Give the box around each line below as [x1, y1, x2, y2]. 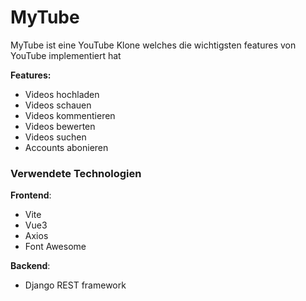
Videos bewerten [24, 120, 96, 132]
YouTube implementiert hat [10, 49, 122, 61]
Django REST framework [24, 279, 127, 291]
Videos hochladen [24, 88, 100, 100]
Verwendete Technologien [10, 166, 142, 180]
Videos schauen [24, 99, 92, 111]
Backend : [10, 260, 51, 272]
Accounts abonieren [24, 141, 109, 153]
